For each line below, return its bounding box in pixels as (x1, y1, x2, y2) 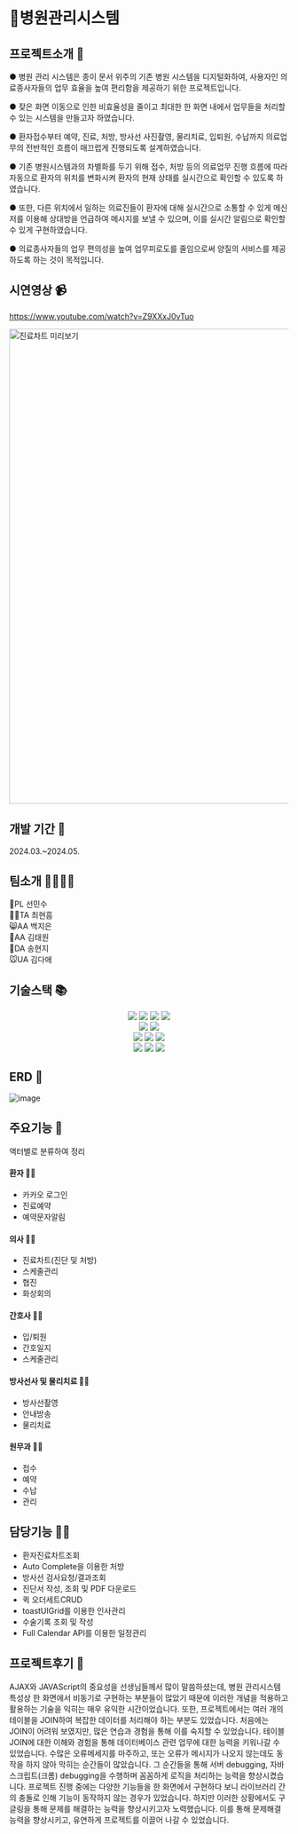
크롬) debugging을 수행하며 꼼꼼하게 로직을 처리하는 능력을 (40, 1770, 247, 1781)
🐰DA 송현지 (9, 943, 50, 954)
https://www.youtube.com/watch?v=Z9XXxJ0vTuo (9, 311, 194, 321)
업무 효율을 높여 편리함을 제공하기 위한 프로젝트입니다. (54, 83, 241, 93)
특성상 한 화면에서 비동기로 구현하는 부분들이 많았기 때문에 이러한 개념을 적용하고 (9, 1692, 289, 1703)
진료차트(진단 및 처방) (21, 1255, 98, 1266)
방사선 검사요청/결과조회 (21, 1572, 106, 1583)
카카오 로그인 (21, 1190, 68, 1200)
